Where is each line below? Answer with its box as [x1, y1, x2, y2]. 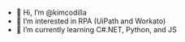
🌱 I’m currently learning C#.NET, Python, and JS [15, 25, 177, 34]
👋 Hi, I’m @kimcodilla [15, 8, 87, 17]
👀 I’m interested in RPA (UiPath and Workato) [15, 16, 166, 26]
